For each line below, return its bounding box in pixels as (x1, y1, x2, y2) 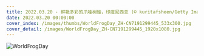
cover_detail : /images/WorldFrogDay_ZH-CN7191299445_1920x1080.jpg (6, 26, 181, 32)
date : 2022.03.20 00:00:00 (6, 15, 75, 21)
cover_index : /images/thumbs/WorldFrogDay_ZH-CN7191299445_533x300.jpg (6, 20, 191, 26)
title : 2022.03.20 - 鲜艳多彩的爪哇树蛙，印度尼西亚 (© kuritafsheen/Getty (6, 9, 189, 15)
